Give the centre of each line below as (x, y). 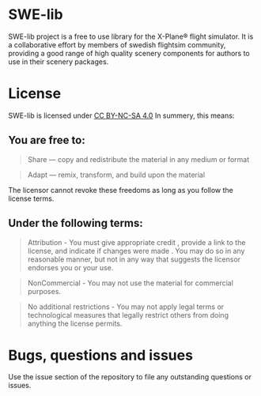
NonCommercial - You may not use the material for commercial (130, 283)
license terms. (31, 198)
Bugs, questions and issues (101, 355)
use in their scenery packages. (59, 62)
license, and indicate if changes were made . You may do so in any (136, 251)
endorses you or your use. (70, 267)
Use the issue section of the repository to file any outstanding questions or (130, 377)
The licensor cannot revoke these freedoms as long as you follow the (121, 190)
